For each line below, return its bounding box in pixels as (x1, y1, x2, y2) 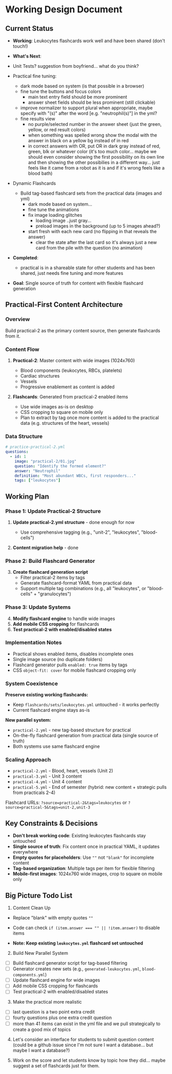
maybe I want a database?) (12, 1047, 70, 1053)
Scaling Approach (5, 756, 51, 763)
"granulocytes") (37, 591, 72, 597)
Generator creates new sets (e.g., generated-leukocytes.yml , (12, 966, 141, 972)
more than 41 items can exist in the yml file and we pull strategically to (12, 1021, 161, 1027)
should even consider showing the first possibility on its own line (28, 154, 165, 160)
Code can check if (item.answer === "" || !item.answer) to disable (12, 925, 160, 931)
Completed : (12, 255, 38, 260)
